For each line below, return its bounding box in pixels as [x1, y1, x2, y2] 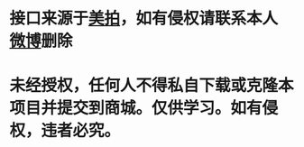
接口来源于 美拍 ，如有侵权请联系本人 [9, 8, 279, 29]
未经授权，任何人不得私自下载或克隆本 [9, 76, 295, 96]
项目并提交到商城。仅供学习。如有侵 [9, 98, 279, 118]
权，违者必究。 [9, 121, 121, 141]
